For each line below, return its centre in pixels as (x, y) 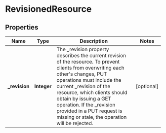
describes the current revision (91, 55)
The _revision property (83, 49)
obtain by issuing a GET (84, 99)
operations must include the (89, 80)
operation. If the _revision (86, 105)
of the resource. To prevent (88, 62)
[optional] (147, 86)
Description (94, 41)
